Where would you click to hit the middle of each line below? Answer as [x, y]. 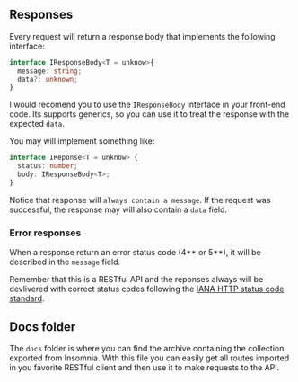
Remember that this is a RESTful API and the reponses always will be [136, 280]
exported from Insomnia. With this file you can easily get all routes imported [149, 358]
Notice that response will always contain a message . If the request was [140, 200]
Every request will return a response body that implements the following [142, 36]
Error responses [45, 233]
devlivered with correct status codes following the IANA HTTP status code [147, 289]
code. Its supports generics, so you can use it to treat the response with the [149, 114]
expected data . [37, 124]
